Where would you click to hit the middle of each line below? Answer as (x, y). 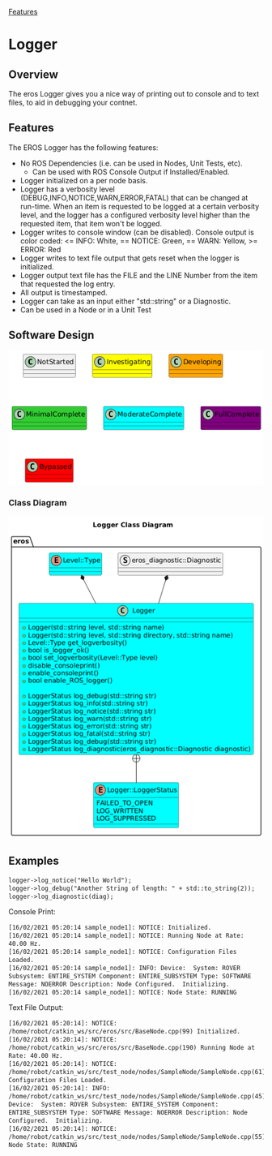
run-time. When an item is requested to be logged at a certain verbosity (140, 206)
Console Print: (32, 912)
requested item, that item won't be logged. (91, 223)
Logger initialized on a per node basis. (84, 180)
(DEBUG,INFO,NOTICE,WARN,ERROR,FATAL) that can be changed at (134, 197)
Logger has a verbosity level (67, 189)
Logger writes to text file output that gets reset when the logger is (130, 258)
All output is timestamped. (64, 292)
